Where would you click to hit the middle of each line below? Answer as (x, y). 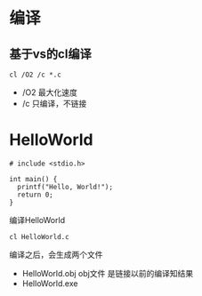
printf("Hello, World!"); (65, 187)
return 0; (35, 195)
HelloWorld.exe (50, 283)
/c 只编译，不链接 (54, 104)
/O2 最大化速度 (50, 92)
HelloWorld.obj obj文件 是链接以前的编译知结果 (108, 273)
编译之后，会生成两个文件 (56, 254)
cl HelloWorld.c (39, 236)
